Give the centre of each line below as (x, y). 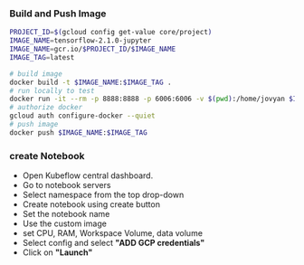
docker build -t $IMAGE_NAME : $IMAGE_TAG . (90, 82)
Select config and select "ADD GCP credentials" (114, 243)
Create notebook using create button (91, 204)
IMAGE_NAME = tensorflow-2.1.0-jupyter (81, 41)
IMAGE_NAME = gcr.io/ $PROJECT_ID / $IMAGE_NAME (93, 49)
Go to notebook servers (66, 185)
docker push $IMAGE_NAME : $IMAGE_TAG (78, 132)
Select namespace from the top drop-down (103, 195)
